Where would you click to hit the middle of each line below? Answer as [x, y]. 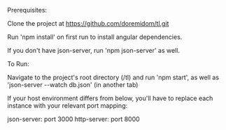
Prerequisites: [27, 10]
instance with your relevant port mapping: [68, 106]
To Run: [18, 64]
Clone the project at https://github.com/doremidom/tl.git [88, 23]
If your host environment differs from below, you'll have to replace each [110, 98]
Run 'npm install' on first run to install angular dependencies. [95, 37]
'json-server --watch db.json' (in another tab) [73, 85]
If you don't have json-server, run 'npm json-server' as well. [94, 50]
